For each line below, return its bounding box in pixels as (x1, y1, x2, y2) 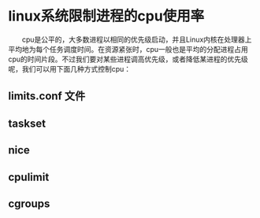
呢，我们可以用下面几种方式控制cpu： (8, 64, 132, 73)
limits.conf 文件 (8, 90, 86, 103)
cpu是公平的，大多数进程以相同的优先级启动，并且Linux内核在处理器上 (21, 35, 252, 44)
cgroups (8, 197, 50, 210)
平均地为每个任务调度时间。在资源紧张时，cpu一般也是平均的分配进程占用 (8, 44, 248, 54)
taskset (8, 116, 46, 130)
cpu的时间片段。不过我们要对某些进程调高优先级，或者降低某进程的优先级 (8, 54, 248, 64)
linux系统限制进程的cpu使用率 (8, 7, 205, 25)
